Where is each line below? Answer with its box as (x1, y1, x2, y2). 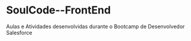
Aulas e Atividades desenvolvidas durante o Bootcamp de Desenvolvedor (6, 23, 185, 30)
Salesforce (6, 29, 33, 36)
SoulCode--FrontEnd (6, 4, 111, 17)
